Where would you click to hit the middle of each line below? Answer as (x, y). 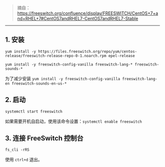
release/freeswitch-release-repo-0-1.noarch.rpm (56, 56)
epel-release (122, 56)
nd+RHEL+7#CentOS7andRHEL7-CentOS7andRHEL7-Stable (78, 18)
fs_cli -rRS (17, 150)
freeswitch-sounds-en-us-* (39, 83)
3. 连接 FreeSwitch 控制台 (44, 138)
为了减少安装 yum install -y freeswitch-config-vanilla (63, 78)
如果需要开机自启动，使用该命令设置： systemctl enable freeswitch (74, 121)
